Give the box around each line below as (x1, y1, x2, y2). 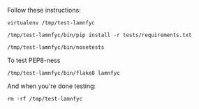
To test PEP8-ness (7, 56, 61, 64)
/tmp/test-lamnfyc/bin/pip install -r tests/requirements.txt (7, 31, 192, 38)
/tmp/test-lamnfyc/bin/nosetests (7, 44, 105, 51)
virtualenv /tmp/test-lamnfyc (7, 20, 96, 27)
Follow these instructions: (7, 6, 82, 14)
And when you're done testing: (7, 82, 96, 90)
